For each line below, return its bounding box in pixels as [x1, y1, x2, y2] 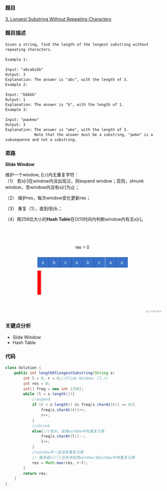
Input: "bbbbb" [5, 92, 37, 97]
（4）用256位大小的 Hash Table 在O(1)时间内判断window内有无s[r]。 [5, 216, 146, 222]
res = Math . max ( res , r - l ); [31, 460, 88, 465]
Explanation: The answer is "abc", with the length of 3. [5, 77, 128, 82]
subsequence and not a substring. [5, 137, 77, 142]
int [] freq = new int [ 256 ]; [23, 386, 84, 391]
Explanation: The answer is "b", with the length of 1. [5, 102, 124, 107]
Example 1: [5, 57, 28, 62]
